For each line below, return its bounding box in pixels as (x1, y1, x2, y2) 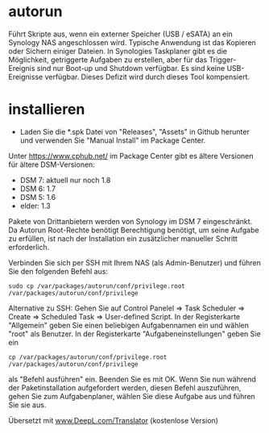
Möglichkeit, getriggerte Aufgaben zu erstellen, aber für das (8, 55, 208, 65)
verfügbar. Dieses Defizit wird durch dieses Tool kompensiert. (44, 72, 250, 81)
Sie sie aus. (8, 400, 47, 410)
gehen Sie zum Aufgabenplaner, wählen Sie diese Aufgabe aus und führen (8, 391, 255, 401)
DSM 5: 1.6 (19, 192, 56, 202)
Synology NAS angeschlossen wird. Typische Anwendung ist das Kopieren (8, 37, 256, 47)
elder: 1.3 (19, 201, 51, 210)
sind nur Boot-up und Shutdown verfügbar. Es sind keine (36, 63, 226, 73)
